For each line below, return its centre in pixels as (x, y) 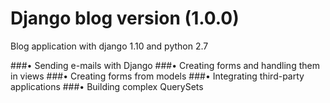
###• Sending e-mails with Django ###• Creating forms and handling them (165, 65)
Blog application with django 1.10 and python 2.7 (109, 46)
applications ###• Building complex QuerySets (107, 86)
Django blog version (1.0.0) (125, 18)
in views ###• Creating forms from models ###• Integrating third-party (157, 76)
